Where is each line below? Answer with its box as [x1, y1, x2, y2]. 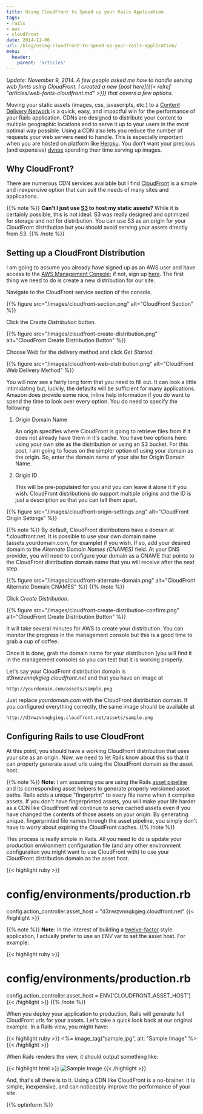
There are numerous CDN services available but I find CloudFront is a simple [6, 180, 198, 187]
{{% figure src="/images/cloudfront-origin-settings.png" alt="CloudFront [6, 508, 189, 516]
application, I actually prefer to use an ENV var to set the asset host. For [6, 932, 186, 939]
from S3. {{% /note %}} [6, 230, 65, 237]
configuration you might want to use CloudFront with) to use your [6, 848, 170, 856]
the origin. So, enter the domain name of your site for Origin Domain [15, 453, 185, 461]
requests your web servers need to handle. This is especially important [6, 133, 184, 140]
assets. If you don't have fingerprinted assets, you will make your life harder [6, 797, 196, 805]
